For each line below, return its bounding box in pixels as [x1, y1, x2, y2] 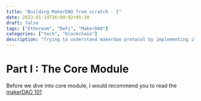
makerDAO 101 [6, 88, 42, 96]
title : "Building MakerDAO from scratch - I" [6, 8, 121, 15]
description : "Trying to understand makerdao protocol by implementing [6, 36, 188, 42]
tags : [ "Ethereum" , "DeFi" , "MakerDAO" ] [6, 25, 109, 32]
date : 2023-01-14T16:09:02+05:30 [6, 14, 90, 20]
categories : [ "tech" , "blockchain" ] [6, 31, 98, 37]
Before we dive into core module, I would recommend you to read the [6, 82, 177, 89]
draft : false [6, 20, 39, 26]
